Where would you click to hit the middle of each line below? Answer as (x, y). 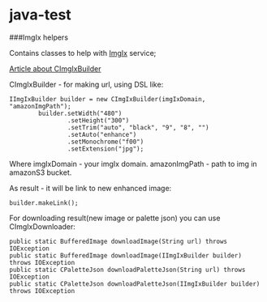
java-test (40, 15)
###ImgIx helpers (39, 37)
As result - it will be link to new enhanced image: (90, 188)
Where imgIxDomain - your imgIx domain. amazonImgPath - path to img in (133, 164)
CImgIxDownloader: (43, 226)
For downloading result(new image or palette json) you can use (115, 218)
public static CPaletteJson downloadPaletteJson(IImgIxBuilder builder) (135, 284)
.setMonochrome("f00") (106, 142)
